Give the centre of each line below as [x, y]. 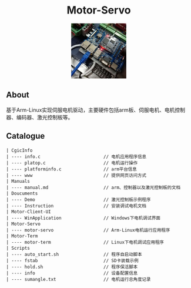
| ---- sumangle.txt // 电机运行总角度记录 [78, 279]
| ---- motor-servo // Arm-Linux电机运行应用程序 [88, 230]
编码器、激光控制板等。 [45, 117]
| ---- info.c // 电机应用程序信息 [76, 156]
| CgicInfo [19, 150]
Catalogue [26, 136]
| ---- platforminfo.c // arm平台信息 [71, 169]
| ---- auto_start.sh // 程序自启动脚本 [74, 254]
